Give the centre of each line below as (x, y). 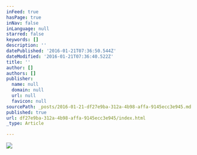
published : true (26, 112)
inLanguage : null (28, 29)
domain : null (28, 90)
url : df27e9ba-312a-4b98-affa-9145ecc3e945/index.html (76, 118)
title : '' (19, 62)
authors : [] (21, 73)
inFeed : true (22, 12)
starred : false (25, 34)
